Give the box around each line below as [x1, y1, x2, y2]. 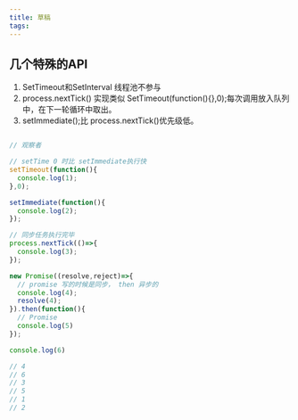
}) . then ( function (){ [9, 305, 87, 314]
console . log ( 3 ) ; [17, 247, 78, 257]
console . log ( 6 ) [9, 345, 66, 355]
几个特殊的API [9, 56, 88, 71]
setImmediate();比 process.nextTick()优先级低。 [21, 115, 199, 126]
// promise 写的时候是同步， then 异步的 [17, 280, 159, 289]
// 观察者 [9, 141, 42, 150]
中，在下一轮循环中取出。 [21, 104, 117, 115]
